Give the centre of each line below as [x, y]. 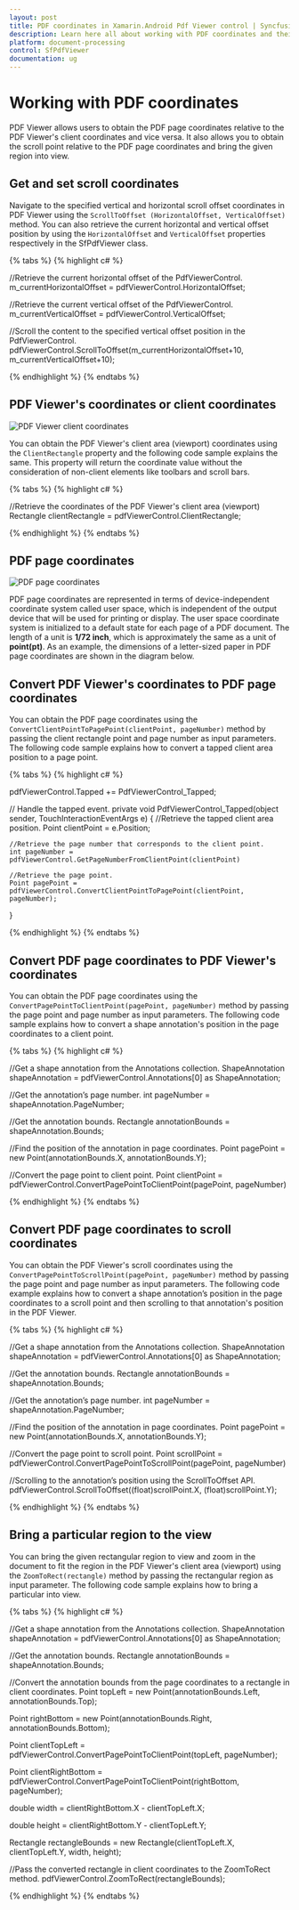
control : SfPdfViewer [49, 51]
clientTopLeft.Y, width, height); [65, 1851]
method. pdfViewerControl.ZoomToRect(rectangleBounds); [117, 1878]
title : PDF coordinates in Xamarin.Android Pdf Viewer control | [133, 26]
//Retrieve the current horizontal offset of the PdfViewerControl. [126, 278]
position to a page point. [54, 757]
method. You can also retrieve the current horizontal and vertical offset [139, 224]
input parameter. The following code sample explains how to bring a [133, 1584]
